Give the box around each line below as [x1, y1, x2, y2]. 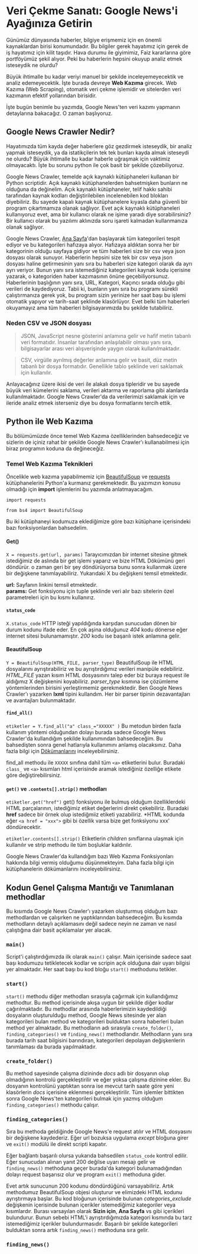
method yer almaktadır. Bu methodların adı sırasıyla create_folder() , [6, 1024, 173, 1031]
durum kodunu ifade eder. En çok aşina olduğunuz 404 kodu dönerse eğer [6, 626, 188, 633]
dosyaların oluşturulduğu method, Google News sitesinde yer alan [6, 1012, 167, 1019]
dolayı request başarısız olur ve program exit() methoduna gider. [6, 1171, 166, 1178]
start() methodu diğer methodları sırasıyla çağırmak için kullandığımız [6, 993, 178, 1000]
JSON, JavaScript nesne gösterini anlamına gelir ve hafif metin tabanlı [20, 332, 191, 340]
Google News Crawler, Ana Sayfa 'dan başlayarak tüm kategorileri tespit [6, 235, 180, 242]
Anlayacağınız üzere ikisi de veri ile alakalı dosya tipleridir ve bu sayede [6, 380, 180, 388]
